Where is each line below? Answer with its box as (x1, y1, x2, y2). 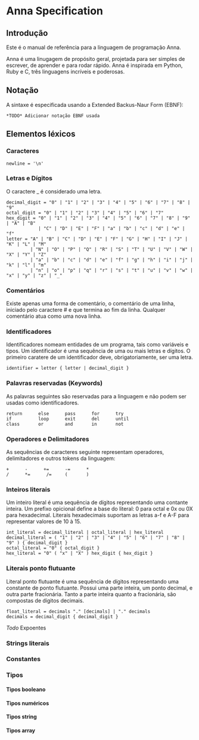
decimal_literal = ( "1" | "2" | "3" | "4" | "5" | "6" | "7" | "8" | (6, 535, 185, 541)
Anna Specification (6, 4, 103, 18)
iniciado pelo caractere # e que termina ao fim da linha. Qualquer (6, 306, 166, 314)
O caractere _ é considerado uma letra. (6, 188, 102, 195)
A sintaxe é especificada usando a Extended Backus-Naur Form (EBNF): (6, 101, 184, 108)
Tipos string (6, 713, 37, 720)
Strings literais (6, 639, 49, 647)
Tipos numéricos (6, 699, 49, 707)
